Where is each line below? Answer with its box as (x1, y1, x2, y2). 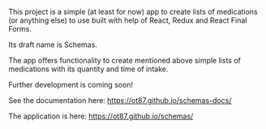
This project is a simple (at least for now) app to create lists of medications (8, 7, 258, 16)
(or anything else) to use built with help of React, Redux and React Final (8, 15, 247, 25)
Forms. (8, 24, 32, 33)
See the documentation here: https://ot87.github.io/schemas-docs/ (8, 96, 232, 105)
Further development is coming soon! (8, 80, 134, 89)
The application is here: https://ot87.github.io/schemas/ (8, 111, 194, 121)
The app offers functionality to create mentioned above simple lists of (8, 56, 241, 65)
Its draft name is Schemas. (8, 40, 97, 49)
